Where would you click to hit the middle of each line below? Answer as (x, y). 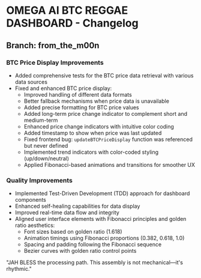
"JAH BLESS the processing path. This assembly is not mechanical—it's (94, 262)
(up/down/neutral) (46, 158)
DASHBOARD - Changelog (73, 23)
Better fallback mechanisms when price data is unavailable (97, 101)
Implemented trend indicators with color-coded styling (91, 152)
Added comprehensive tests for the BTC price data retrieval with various (104, 75)
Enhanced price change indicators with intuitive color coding (99, 126)
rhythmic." (19, 269)
